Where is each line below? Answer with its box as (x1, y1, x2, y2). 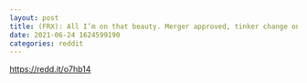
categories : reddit (9, 38, 84, 48)
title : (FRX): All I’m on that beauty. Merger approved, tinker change (9, 22, 288, 31)
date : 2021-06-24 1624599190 (9, 30, 121, 39)
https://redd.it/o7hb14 (9, 64, 91, 75)
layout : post (9, 13, 59, 23)
